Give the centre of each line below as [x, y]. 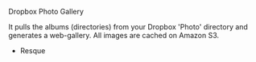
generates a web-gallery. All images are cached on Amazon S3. [114, 35]
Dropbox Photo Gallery [46, 12]
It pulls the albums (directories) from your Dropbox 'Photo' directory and [128, 27]
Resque [33, 50]
